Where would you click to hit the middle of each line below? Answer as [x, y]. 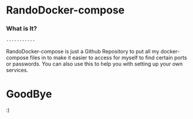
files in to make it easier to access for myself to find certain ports [109, 58]
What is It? [21, 29]
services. [17, 70]
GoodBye [29, 94]
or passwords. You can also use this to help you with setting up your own [94, 64]
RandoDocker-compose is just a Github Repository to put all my [83, 52]
